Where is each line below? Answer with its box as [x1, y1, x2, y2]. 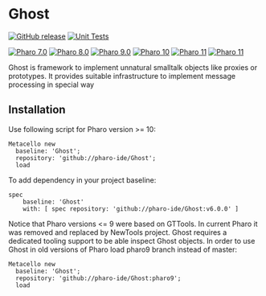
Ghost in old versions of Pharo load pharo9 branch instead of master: [8, 245, 238, 254]
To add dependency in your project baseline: [8, 175, 157, 185]
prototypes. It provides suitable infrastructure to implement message [8, 71, 235, 80]
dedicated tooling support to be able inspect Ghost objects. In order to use [8, 236, 256, 245]
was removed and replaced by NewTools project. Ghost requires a [8, 227, 227, 237]
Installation [8, 103, 66, 117]
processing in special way [8, 80, 95, 89]
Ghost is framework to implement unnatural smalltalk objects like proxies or [8, 62, 258, 72]
